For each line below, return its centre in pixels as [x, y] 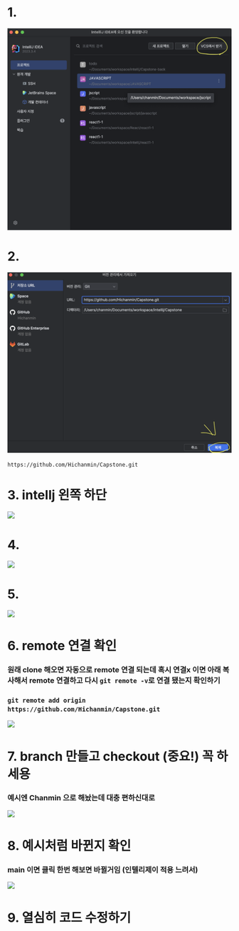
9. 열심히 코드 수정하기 [69, 917]
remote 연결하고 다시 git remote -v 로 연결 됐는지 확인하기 [125, 681]
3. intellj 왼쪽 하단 [57, 495]
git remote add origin [47, 700]
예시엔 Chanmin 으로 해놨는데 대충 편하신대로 [81, 798]
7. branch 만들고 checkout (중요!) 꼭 [111, 756]
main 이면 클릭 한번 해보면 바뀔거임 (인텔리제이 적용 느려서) [103, 870]
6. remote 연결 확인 [62, 646]
